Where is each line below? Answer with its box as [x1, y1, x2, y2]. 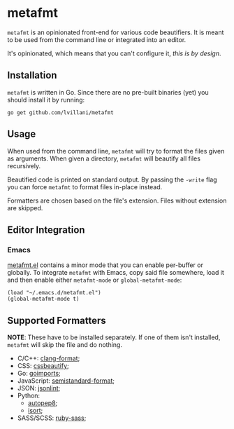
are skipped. [7, 203, 43, 212]
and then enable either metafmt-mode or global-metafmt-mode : [7, 275, 182, 285]
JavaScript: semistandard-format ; [17, 376, 115, 385]
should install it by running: [7, 95, 85, 104]
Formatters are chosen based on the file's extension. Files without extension [7, 196, 227, 205]
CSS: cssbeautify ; [17, 362, 70, 370]
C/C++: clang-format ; [17, 354, 80, 362]
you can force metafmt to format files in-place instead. [7, 182, 163, 191]
